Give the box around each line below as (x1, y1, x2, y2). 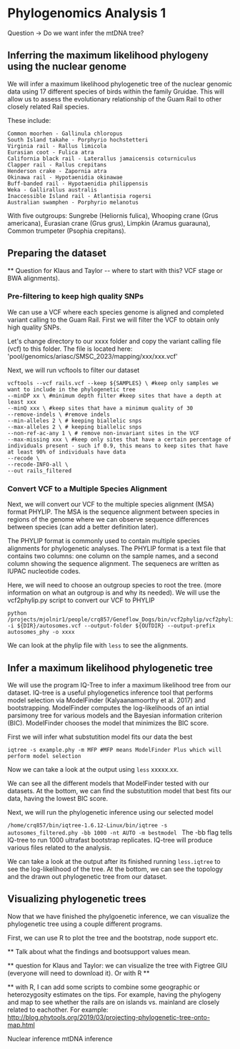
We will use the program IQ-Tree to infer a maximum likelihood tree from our (7, 680, 231, 689)
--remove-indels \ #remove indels (7, 411, 111, 418)
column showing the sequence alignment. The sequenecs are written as (7, 560, 220, 568)
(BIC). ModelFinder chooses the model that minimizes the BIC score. (7, 718, 209, 727)
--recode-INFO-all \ (7, 461, 69, 468)
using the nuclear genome (7, 61, 127, 73)
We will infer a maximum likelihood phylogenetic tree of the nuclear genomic (7, 79, 233, 88)
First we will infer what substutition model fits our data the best (7, 732, 193, 741)
